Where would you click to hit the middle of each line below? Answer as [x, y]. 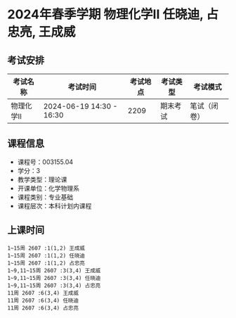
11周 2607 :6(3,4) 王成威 [43, 293]
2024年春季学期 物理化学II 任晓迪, [105, 14]
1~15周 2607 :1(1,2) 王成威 [46, 248]
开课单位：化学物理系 [48, 188]
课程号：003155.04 [45, 162]
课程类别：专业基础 [45, 197]
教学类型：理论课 [42, 179]
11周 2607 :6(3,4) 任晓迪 [43, 300]
